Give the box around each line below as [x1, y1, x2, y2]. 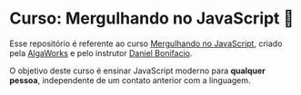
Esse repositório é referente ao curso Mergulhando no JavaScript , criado [9, 38, 283, 49]
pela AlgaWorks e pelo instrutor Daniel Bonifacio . [9, 47, 193, 58]
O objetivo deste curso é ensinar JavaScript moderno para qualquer [9, 65, 266, 76]
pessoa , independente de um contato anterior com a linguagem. [9, 74, 252, 85]
